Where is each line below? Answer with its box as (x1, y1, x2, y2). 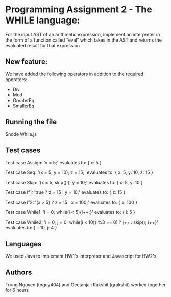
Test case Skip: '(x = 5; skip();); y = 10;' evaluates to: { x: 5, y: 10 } (5, 180, 143, 186)
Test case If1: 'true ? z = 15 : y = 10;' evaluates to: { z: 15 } (5, 189, 126, 195)
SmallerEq (12, 103, 35, 109)
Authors (5, 268, 32, 276)
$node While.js (5, 131, 37, 137)
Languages (5, 240, 42, 248)
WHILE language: (5, 14, 80, 26)
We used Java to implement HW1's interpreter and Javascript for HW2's (5, 253, 157, 260)
